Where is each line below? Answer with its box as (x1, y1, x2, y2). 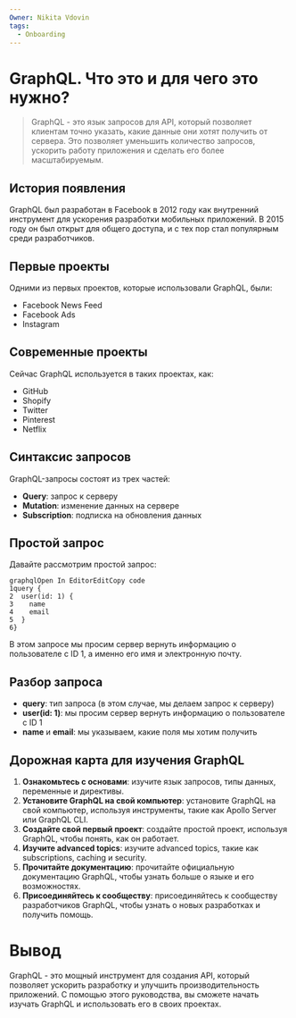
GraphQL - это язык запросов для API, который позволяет (30, 117, 252, 128)
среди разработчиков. (9, 233, 95, 244)
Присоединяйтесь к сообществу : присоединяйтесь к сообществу (21, 890, 278, 901)
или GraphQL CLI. (21, 814, 89, 825)
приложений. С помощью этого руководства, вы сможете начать (9, 989, 259, 999)
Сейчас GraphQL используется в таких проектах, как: (9, 368, 214, 379)
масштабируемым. (30, 155, 104, 165)
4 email (9, 608, 50, 617)
